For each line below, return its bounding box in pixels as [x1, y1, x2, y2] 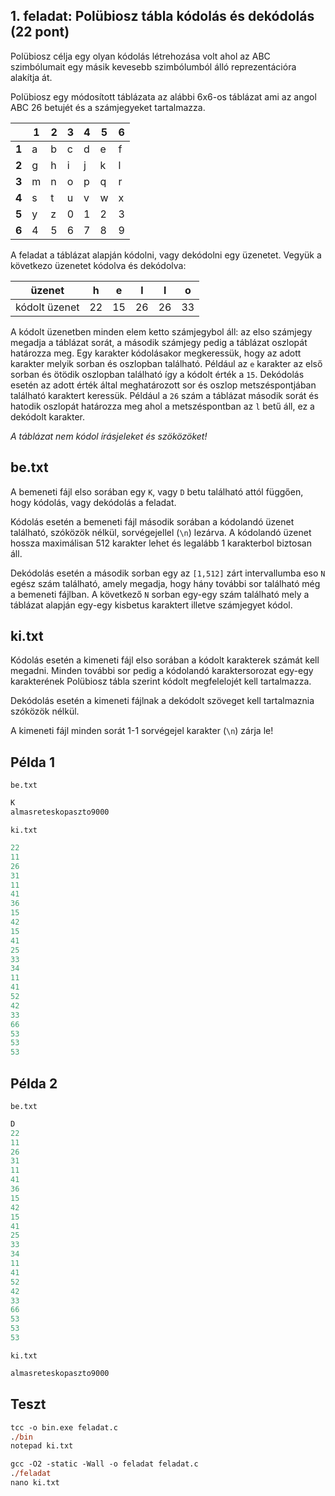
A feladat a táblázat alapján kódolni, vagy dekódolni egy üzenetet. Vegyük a [10, 249, 322, 261]
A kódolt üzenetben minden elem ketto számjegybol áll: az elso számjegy [10, 325, 313, 338]
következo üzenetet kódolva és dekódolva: [10, 259, 187, 271]
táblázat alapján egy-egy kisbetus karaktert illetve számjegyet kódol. [10, 599, 293, 611]
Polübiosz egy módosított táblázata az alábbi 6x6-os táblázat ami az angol [10, 90, 317, 103]
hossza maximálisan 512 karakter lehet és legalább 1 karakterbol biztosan [10, 537, 312, 549]
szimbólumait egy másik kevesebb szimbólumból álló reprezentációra [10, 60, 297, 73]
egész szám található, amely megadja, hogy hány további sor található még [10, 577, 321, 589]
